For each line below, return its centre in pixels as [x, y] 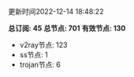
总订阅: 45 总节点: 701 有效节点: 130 [67, 28]
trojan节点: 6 [40, 64]
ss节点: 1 [34, 55]
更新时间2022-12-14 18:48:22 [56, 11]
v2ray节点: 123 [43, 45]
